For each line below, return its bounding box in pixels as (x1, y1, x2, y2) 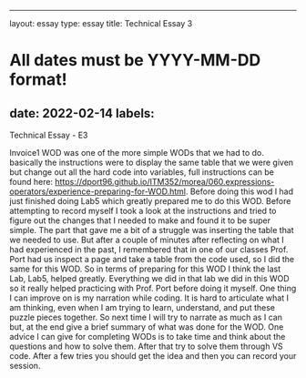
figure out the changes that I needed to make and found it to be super (9, 215, 271, 226)
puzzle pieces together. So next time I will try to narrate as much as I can (9, 312, 282, 322)
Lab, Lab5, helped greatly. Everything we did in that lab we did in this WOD (9, 273, 290, 283)
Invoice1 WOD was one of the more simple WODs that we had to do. (9, 148, 264, 158)
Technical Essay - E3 (9, 129, 88, 140)
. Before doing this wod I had (185, 186, 294, 197)
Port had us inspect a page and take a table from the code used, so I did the (9, 254, 294, 264)
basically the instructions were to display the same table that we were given (9, 157, 294, 168)
